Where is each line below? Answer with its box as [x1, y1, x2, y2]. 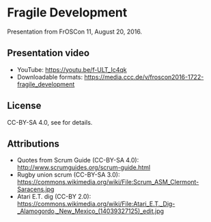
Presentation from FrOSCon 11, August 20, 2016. [7, 27, 142, 36]
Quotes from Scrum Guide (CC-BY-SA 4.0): [16, 156, 139, 164]
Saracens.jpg [16, 185, 55, 193]
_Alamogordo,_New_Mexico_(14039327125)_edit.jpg [16, 207, 165, 215]
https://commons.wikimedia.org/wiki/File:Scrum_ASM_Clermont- [16, 178, 199, 186]
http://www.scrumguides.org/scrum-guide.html [16, 163, 151, 172]
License [7, 100, 42, 112]
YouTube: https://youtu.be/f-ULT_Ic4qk [16, 65, 128, 73]
